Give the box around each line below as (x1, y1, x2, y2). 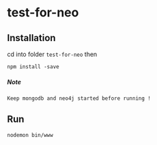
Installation (7, 32, 56, 44)
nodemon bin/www (7, 131, 53, 138)
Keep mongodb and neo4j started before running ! (7, 94, 152, 102)
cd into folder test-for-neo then (7, 50, 98, 58)
